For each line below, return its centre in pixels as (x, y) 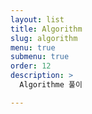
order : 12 (31, 66)
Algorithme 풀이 (51, 85)
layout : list (37, 19)
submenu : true (40, 57)
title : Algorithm (46, 29)
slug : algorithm (44, 38)
